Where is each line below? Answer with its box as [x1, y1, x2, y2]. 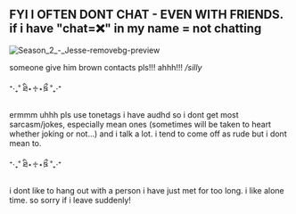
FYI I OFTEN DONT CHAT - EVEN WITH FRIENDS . [9, 7, 284, 22]
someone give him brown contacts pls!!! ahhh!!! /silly [9, 62, 202, 72]
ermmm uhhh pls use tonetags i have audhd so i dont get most [9, 109, 239, 119]
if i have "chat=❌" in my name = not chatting [9, 21, 262, 37]
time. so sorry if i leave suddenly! [9, 194, 132, 205]
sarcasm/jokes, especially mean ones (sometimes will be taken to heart [9, 119, 272, 129]
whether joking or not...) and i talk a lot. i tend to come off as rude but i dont [9, 128, 287, 139]
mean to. [9, 137, 42, 148]
